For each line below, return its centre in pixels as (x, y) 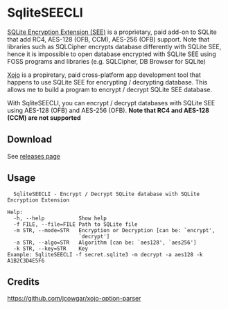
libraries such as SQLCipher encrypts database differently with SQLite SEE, (114, 46)
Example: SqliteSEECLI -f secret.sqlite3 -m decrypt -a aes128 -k (105, 254)
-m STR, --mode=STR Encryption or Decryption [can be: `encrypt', (114, 230)
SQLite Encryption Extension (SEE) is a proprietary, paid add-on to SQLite (112, 32)
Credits (24, 282)
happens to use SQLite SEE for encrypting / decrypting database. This (107, 82)
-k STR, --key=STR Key (51, 248)
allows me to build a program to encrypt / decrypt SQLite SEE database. (110, 89)
